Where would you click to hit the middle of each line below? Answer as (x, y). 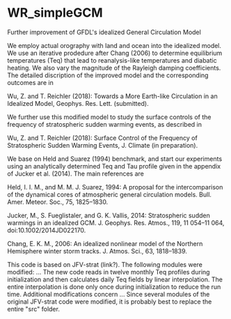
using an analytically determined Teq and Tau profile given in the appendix (114, 166)
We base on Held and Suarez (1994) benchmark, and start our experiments (115, 159)
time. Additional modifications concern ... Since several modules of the (109, 294)
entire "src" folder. (34, 309)
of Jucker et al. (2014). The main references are (76, 173)
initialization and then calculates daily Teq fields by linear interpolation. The (115, 279)
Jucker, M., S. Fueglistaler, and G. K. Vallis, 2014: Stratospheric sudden (109, 215)
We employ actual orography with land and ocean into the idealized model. (114, 45)
